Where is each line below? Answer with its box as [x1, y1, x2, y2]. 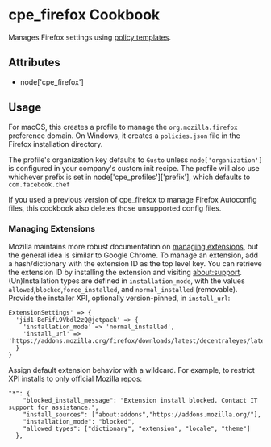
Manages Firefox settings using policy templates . [8, 32, 172, 42]
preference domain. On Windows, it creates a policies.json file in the [8, 131, 240, 140]
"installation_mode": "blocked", [23, 417, 135, 425]
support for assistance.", [8, 403, 99, 411]
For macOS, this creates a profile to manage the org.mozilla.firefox [8, 122, 238, 132]
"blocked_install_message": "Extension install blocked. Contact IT [23, 396, 258, 404]
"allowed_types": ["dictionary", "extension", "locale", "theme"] [23, 424, 251, 432]
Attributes [8, 56, 60, 69]
